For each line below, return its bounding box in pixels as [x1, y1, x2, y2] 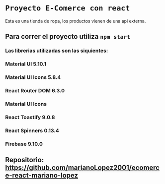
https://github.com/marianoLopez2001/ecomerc [5, 164, 160, 172]
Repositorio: [5, 156, 44, 164]
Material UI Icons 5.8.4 [5, 74, 61, 81]
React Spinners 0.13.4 [5, 127, 60, 134]
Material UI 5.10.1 [5, 61, 47, 67]
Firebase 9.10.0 [5, 140, 43, 147]
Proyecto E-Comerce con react [5, 3, 130, 13]
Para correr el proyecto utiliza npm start [5, 32, 131, 41]
